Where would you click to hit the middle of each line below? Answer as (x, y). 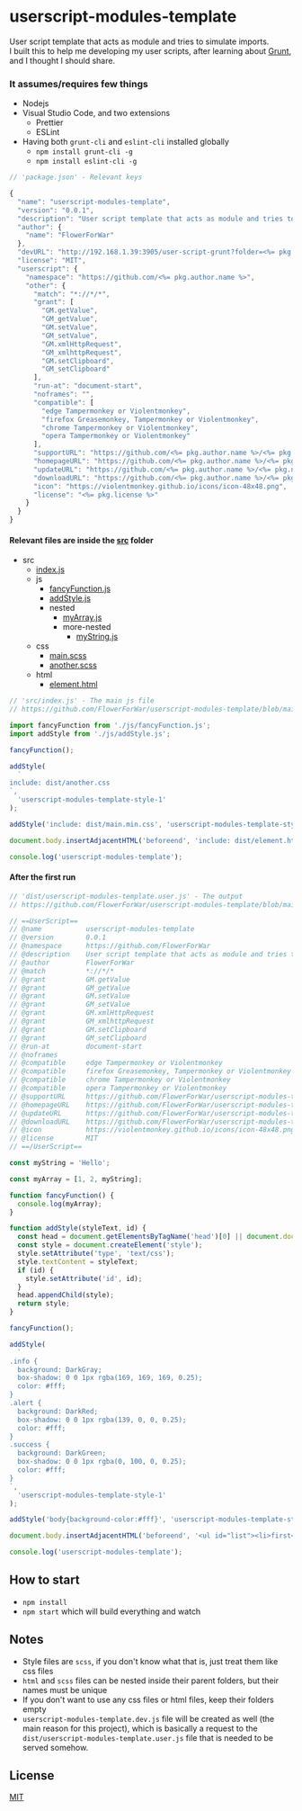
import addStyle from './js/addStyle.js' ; (90, 734)
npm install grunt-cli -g (84, 152)
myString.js (97, 637)
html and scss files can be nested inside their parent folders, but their (151, 1681)
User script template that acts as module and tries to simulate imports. (139, 41)
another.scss (73, 665)
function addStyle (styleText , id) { (78, 1228)
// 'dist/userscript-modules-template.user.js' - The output (126, 896)
